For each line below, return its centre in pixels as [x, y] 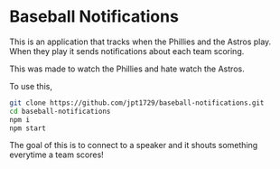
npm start [28, 128]
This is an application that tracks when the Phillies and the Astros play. [140, 42]
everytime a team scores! [56, 155]
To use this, [31, 86]
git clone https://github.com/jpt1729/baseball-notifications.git [137, 103]
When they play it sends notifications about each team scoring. [127, 51]
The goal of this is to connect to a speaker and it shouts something [134, 146]
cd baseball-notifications [60, 111]
